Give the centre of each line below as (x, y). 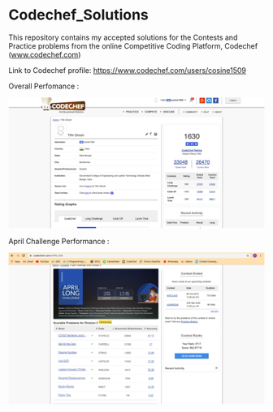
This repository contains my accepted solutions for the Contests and (123, 37)
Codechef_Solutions (78, 15)
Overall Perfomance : (44, 86)
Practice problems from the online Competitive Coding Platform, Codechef (133, 45)
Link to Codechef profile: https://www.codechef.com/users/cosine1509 (127, 70)
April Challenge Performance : (59, 241)
